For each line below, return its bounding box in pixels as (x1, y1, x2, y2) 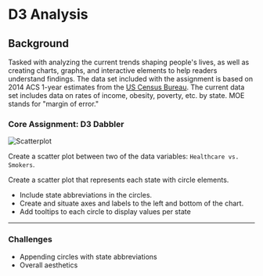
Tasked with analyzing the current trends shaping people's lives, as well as (8, 57, 250, 67)
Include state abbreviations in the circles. (19, 191, 153, 200)
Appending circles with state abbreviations (19, 252, 158, 261)
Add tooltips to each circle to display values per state (19, 207, 192, 216)
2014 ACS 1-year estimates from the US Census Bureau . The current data (8, 82, 245, 92)
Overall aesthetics (19, 260, 78, 270)
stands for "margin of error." (8, 100, 99, 108)
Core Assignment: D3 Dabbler (8, 118, 124, 129)
